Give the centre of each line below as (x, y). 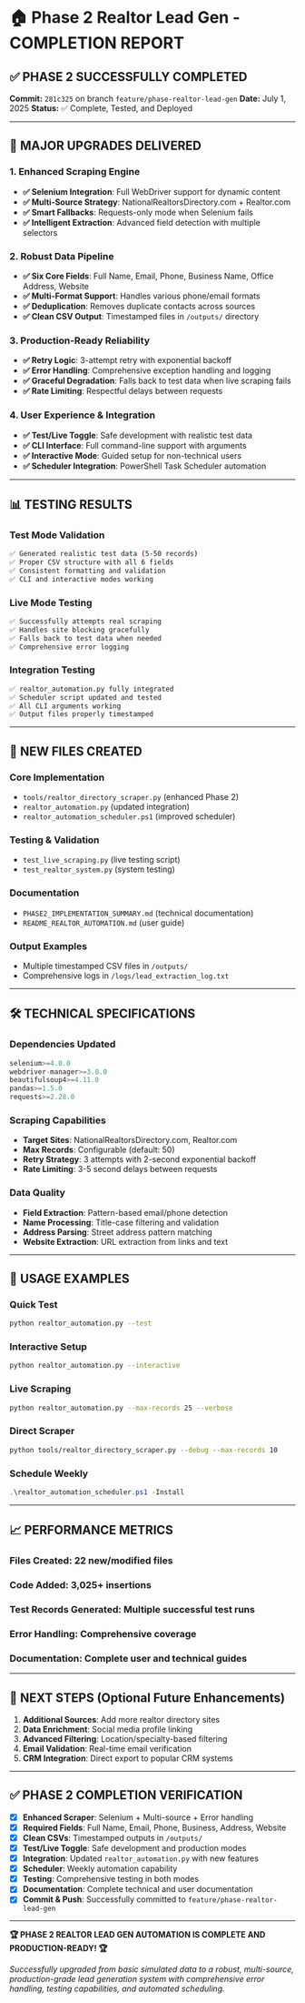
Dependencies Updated (63, 1045)
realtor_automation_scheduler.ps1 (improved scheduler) (129, 816)
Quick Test (34, 1304)
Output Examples (49, 946)
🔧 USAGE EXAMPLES (69, 1278)
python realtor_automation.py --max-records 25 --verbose (121, 1408)
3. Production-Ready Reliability (79, 340)
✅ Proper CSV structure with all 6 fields (92, 562)
